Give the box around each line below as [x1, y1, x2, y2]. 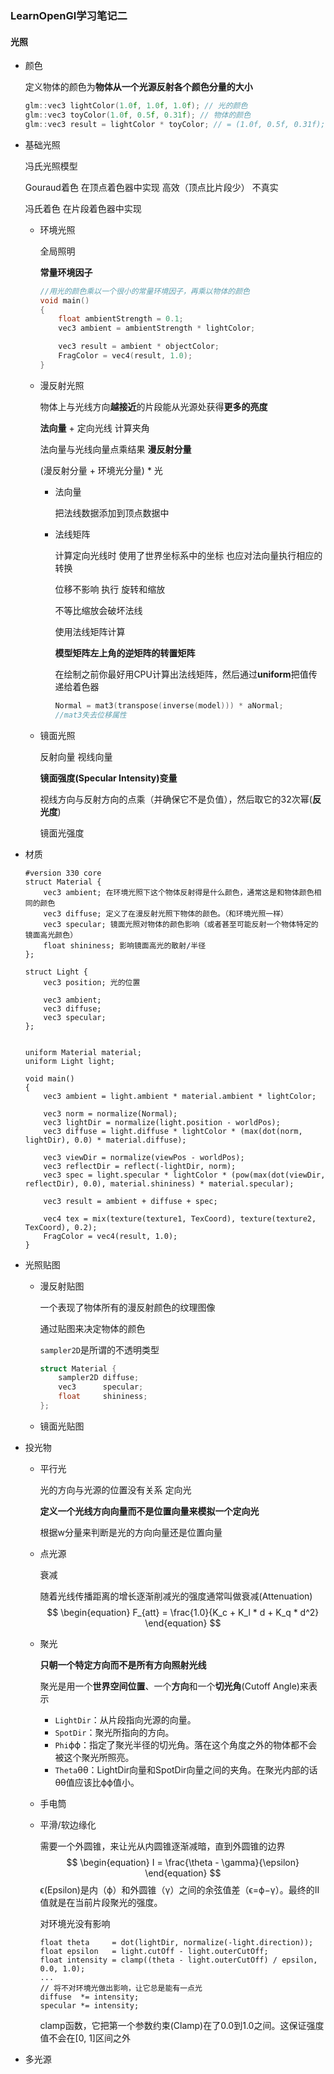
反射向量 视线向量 [39, 750, 113, 762]
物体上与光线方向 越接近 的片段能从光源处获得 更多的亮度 [39, 400, 268, 412]
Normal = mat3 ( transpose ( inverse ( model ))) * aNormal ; [54, 700, 284, 711]
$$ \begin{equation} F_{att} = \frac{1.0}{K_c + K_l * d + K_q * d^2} [46, 1606, 320, 1618]
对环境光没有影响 [39, 1917, 111, 1929]
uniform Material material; [24, 1047, 142, 1057]
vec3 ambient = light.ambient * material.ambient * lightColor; [43, 1091, 317, 1101]
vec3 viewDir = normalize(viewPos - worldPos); [43, 1152, 245, 1162]
